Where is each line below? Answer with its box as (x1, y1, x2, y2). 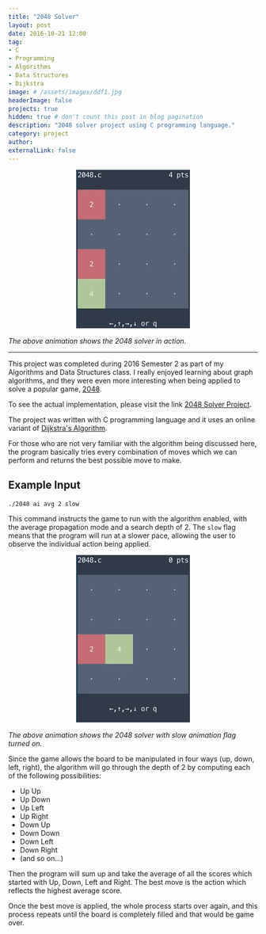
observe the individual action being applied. (8, 539, 151, 549)
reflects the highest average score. (8, 886, 123, 895)
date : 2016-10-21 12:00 (8, 29, 87, 37)
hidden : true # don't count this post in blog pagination (8, 113, 203, 121)
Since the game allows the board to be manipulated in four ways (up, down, (8, 754, 255, 764)
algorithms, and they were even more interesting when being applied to (8, 376, 241, 385)
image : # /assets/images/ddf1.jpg (8, 88, 123, 96)
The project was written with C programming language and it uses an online (8, 414, 256, 424)
